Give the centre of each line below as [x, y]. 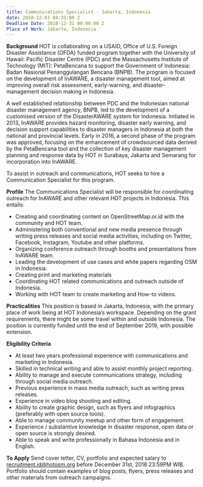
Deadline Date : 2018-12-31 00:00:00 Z [55, 23]
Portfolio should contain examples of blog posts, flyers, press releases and [100, 471]
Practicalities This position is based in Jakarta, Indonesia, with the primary [100, 306]
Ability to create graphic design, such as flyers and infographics [95, 407]
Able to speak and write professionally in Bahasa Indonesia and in [98, 440]
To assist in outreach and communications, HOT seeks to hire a [85, 174]
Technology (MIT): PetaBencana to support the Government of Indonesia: [98, 66]
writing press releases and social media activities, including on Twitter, [104, 236]
